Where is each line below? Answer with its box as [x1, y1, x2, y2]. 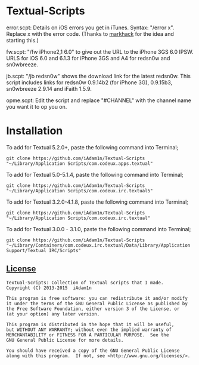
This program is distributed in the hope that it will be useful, [6, 321, 175, 327]
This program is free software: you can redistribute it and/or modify [6, 295, 188, 301]
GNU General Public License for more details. [6, 337, 124, 343]
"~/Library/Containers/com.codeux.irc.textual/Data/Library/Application [6, 242, 191, 249]
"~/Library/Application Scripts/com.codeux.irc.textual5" [6, 188, 153, 194]
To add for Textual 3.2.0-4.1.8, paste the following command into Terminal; [6, 198, 189, 205]
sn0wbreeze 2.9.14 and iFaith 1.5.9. [6, 85, 92, 92]
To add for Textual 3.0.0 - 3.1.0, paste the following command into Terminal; [6, 225, 191, 232]
